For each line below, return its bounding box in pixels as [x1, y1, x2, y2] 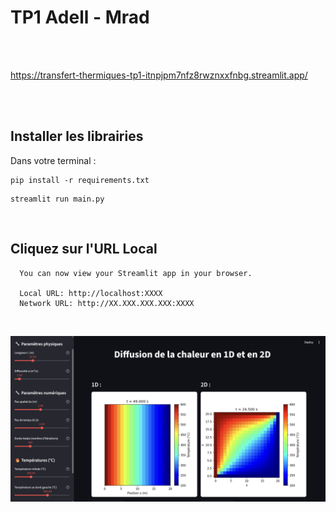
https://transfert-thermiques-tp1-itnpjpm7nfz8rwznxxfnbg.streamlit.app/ [10, 69, 308, 81]
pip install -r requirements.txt [10, 175, 150, 185]
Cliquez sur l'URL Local [10, 241, 158, 258]
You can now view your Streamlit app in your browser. [19, 268, 253, 278]
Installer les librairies [10, 128, 144, 145]
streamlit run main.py [10, 194, 105, 204]
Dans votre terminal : [10, 154, 97, 166]
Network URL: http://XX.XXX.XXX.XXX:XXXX [19, 298, 195, 308]
